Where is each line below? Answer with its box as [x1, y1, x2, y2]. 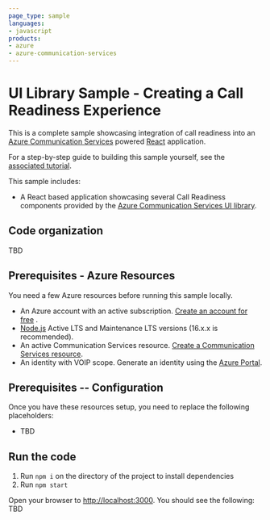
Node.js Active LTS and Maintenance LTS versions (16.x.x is [19, 323, 218, 333]
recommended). [19, 332, 74, 342]
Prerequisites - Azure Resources [8, 269, 176, 283]
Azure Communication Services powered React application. [8, 136, 206, 146]
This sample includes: [8, 176, 81, 186]
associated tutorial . [8, 161, 73, 170]
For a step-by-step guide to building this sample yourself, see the [8, 152, 226, 161]
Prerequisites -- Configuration [8, 380, 164, 394]
